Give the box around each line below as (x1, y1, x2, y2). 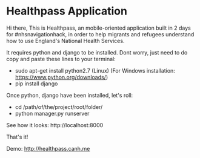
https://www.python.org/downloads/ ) (15, 73, 108, 81)
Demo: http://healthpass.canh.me (6, 145, 90, 152)
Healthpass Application (6, 4, 127, 18)
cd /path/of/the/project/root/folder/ (15, 103, 103, 110)
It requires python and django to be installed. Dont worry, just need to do (6, 48, 188, 56)
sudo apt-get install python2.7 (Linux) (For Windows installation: (15, 67, 176, 74)
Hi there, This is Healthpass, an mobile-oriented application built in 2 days (6, 24, 191, 31)
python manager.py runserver (15, 110, 90, 117)
